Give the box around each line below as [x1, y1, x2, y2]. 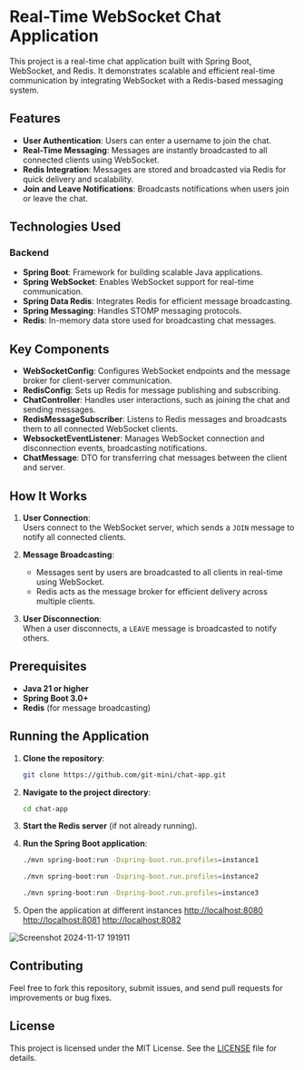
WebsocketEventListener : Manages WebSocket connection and [22, 433, 265, 444]
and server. [22, 462, 65, 473]
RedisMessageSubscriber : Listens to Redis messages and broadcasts [22, 414, 288, 425]
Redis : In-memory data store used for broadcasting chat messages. [22, 315, 277, 326]
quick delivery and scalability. [22, 173, 134, 184]
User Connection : [22, 513, 91, 524]
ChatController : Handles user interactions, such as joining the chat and [22, 395, 290, 406]
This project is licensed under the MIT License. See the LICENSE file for [9, 1042, 278, 1054]
